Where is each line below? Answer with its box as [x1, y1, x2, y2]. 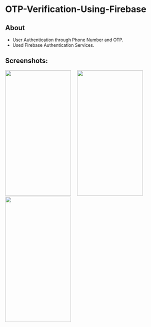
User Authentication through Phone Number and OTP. [12, 37, 123, 43]
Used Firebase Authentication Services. [12, 42, 94, 48]
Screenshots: [5, 57, 48, 65]
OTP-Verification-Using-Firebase [5, 4, 146, 15]
